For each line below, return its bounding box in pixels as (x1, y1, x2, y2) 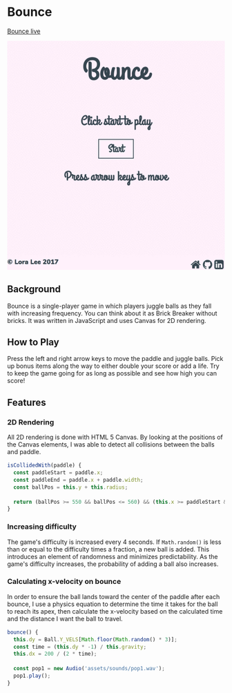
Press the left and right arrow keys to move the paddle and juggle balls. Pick (7, 355, 224, 363)
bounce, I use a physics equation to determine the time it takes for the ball (7, 600, 218, 608)
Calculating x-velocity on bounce (7, 577, 122, 587)
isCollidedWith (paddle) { (7, 462, 81, 469)
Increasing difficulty (7, 522, 77, 531)
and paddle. (7, 448, 41, 456)
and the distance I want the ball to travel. (7, 614, 123, 623)
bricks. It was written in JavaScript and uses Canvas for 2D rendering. (7, 316, 206, 324)
